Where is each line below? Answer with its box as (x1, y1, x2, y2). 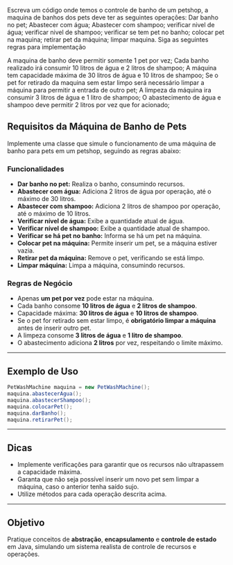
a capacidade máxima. (17, 468, 82, 476)
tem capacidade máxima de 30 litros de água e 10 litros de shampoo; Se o (7, 71, 218, 79)
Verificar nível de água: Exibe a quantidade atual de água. (17, 217, 185, 225)
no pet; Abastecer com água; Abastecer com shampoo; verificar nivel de (7, 21, 215, 29)
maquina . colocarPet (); (7, 403, 73, 410)
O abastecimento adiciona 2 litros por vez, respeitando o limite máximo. (17, 339, 223, 347)
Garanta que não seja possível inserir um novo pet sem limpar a (17, 475, 200, 484)
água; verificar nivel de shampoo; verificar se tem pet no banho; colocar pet (7, 28, 225, 36)
